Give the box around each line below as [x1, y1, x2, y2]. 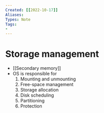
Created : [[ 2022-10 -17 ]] [5, 7, 58, 13]
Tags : [5, 21, 17, 27]
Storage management [5, 48, 99, 60]
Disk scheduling [20, 92, 55, 98]
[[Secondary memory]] [12, 65, 61, 71]
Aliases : [5, 12, 24, 17]
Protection [20, 103, 42, 109]
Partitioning [20, 98, 45, 104]
